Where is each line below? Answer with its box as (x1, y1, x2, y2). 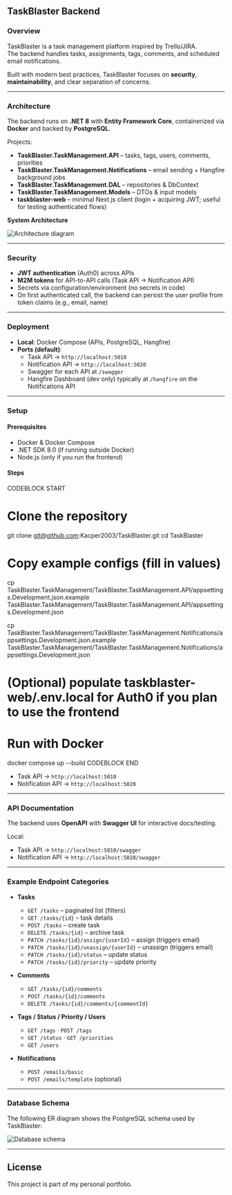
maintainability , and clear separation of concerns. (7, 77, 151, 86)
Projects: (7, 138, 32, 146)
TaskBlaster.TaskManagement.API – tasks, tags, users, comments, (17, 151, 211, 159)
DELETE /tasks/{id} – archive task (27, 928, 125, 936)
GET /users (27, 1041, 59, 1049)
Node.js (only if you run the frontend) (17, 453, 123, 461)
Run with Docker (7, 736, 104, 751)
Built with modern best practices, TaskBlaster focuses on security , (7, 70, 197, 78)
